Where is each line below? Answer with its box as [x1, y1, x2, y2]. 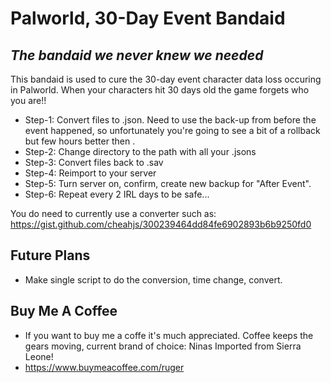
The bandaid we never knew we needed [10, 47, 264, 64]
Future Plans [10, 247, 91, 264]
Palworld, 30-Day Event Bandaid [10, 7, 286, 30]
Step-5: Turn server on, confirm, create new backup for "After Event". [24, 178, 312, 189]
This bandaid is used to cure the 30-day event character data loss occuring [10, 73, 322, 85]
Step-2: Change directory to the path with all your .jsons [24, 146, 257, 157]
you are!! [10, 95, 47, 106]
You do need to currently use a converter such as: [10, 208, 217, 219]
